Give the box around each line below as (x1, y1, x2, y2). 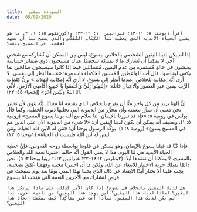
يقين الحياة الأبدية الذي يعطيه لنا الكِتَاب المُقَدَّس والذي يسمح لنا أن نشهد (6, 35, 191, 41)
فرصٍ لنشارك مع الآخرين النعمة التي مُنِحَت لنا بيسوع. (6, 173, 121, 180)
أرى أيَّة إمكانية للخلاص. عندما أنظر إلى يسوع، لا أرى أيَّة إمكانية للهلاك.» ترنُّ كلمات (6, 76, 184, 83)
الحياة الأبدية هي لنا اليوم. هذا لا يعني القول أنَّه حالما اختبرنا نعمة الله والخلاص (6, 148, 172, 156)
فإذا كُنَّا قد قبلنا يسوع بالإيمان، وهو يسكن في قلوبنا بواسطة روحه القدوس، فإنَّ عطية (6, 142, 188, 149)
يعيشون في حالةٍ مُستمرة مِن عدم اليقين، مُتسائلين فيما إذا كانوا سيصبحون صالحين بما (6, 63, 191, 70)
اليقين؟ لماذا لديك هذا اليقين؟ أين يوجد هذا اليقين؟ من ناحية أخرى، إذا (6, 190, 191, 196)
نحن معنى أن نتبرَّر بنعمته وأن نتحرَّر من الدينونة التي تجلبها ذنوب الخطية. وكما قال (6, 106, 182, 113)
